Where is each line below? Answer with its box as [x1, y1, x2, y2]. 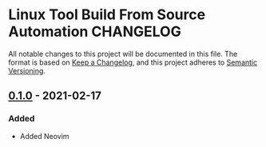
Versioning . [8, 66, 46, 75]
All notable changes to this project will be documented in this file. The [8, 49, 238, 58]
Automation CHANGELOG [8, 22, 181, 41]
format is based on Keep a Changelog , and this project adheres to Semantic [8, 58, 258, 67]
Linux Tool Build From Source [8, 6, 206, 24]
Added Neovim [19, 131, 69, 141]
